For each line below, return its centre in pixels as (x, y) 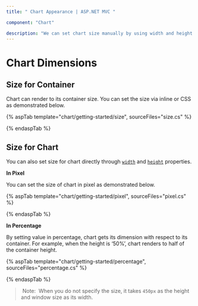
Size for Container (41, 84)
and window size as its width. (57, 297)
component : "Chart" (30, 22)
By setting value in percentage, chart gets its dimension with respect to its (97, 237)
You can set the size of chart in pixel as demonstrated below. (81, 185)
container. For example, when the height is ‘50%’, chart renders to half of (95, 244)
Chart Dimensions (52, 63)
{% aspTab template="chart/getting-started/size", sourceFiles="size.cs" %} (99, 117)
